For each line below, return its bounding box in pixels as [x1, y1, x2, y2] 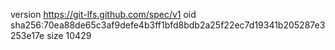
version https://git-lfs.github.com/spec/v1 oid [10, 9, 197, 20]
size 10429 [46, 30, 92, 41]
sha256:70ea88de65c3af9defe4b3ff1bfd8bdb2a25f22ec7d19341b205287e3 [10, 19, 326, 31]
